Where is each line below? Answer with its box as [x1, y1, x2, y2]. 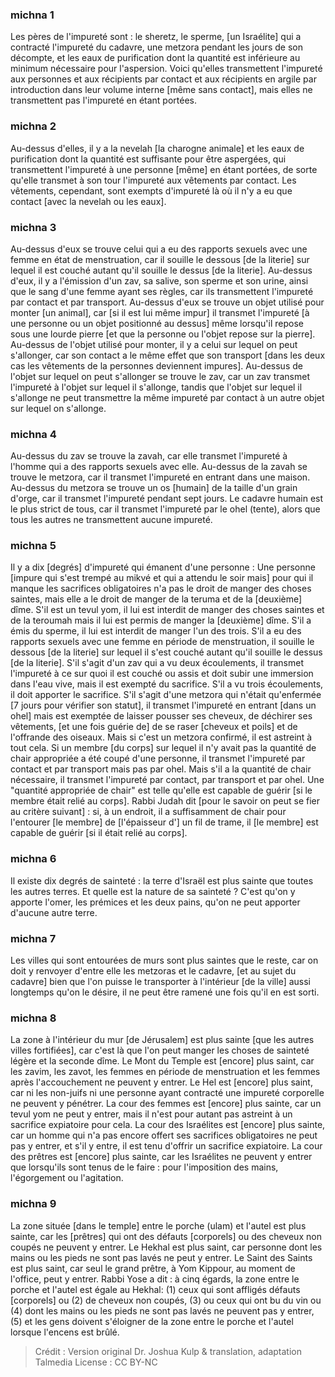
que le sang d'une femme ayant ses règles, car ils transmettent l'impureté [10, 285, 314, 297]
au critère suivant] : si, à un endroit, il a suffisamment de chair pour [10, 806, 287, 818]
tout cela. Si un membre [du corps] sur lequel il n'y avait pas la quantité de [10, 742, 317, 754]
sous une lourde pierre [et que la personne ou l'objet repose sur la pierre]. [10, 328, 316, 340]
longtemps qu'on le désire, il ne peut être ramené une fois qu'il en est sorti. [10, 986, 320, 998]
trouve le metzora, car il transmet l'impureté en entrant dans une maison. [10, 471, 311, 483]
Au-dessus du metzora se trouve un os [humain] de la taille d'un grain [10, 482, 298, 494]
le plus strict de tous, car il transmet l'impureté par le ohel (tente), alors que [10, 503, 321, 515]
